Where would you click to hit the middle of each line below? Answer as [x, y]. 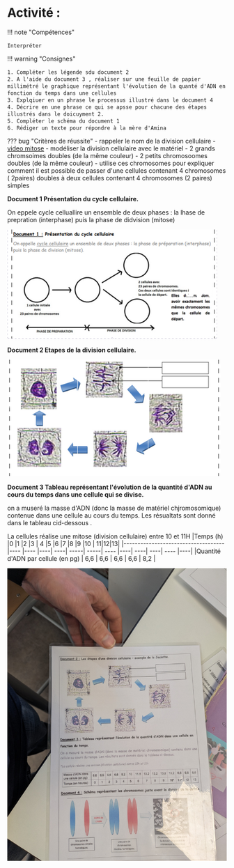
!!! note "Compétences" [41, 32]
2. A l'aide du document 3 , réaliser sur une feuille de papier [104, 79]
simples [18, 185]
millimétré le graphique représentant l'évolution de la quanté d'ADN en [117, 86]
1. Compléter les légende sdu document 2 [68, 72]
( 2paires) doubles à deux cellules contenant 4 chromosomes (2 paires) [110, 178]
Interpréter [24, 46]
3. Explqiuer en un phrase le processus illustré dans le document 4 [110, 100]
